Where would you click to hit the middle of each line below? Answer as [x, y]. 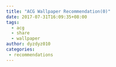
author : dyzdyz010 [28, 44]
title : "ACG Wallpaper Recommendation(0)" [58, 11]
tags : [13, 22]
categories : [20, 50]
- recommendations [31, 55]
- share [21, 33]
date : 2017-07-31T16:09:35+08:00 [47, 17]
